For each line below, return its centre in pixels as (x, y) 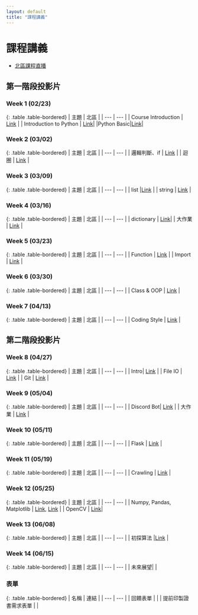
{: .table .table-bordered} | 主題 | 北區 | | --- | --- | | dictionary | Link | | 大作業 (99, 219)
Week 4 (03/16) (29, 205)
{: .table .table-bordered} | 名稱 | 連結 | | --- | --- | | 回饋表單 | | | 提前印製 (95, 598)
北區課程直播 (30, 66)
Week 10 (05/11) (29, 430)
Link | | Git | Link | (27, 377)
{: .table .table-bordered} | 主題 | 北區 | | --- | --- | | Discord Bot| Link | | (93, 406)
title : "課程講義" (27, 17)
